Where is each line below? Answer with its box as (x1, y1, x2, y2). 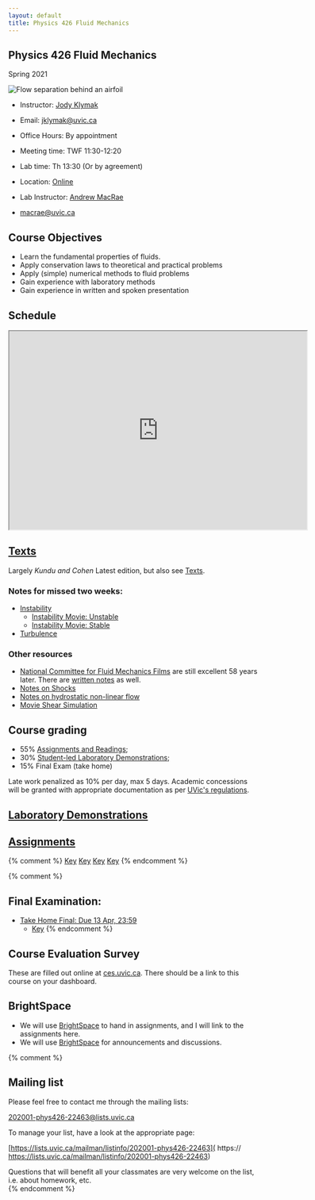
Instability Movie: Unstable (31, 612, 119, 621)
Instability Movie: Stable (31, 621, 110, 630)
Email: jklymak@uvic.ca (19, 116, 98, 125)
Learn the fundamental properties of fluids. (19, 252, 161, 262)
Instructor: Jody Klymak (19, 100, 98, 110)
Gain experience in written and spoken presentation (19, 286, 189, 295)
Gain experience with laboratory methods (19, 277, 156, 287)
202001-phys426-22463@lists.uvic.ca (8, 1112, 135, 1121)
